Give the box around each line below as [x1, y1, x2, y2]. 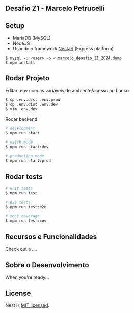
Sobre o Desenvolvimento [5, 261, 89, 269]
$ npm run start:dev [5, 145, 49, 150]
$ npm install [5, 60, 36, 65]
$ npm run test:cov [5, 218, 47, 223]
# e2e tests [5, 200, 31, 205]
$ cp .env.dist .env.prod [5, 97, 60, 102]
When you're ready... [5, 274, 49, 280]
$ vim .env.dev [5, 106, 38, 111]
